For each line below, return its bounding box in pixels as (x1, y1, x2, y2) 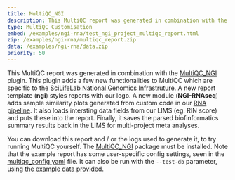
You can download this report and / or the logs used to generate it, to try (7, 134, 217, 143)
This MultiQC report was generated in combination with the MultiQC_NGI (7, 68, 217, 77)
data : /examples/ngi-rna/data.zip (7, 43, 109, 50)
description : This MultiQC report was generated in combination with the (7, 17, 228, 24)
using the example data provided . (7, 165, 104, 173)
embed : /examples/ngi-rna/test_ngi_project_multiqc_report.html (7, 30, 199, 37)
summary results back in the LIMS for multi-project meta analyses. (7, 121, 200, 129)
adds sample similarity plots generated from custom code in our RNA (7, 98, 207, 107)
